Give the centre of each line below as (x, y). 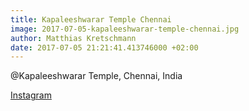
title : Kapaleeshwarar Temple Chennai (91, 19)
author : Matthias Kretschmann (73, 38)
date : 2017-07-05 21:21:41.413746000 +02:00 (104, 47)
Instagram (31, 95)
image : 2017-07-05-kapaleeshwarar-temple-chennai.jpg (125, 29)
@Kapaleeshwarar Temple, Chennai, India (96, 76)
